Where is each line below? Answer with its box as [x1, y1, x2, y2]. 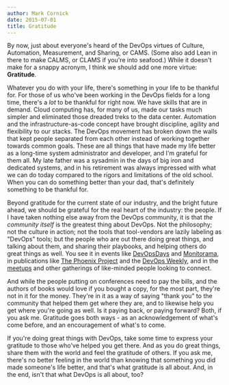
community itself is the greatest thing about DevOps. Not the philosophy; [7, 220, 213, 229]
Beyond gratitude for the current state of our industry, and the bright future [7, 199, 219, 207]
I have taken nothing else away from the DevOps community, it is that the [7, 213, 213, 222]
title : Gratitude [7, 23, 57, 29]
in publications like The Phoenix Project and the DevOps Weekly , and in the [7, 257, 219, 265]
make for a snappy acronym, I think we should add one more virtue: [7, 63, 198, 72]
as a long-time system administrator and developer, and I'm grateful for [7, 149, 208, 157]
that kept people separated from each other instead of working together [7, 135, 210, 143]
